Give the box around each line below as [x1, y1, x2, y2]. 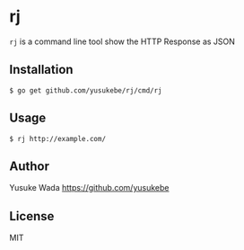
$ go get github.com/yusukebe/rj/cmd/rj [9, 85, 163, 95]
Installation [9, 62, 74, 77]
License [9, 209, 55, 224]
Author [9, 158, 49, 174]
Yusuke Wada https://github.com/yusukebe [9, 183, 170, 193]
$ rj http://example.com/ [9, 134, 106, 143]
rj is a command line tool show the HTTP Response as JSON [9, 36, 236, 47]
